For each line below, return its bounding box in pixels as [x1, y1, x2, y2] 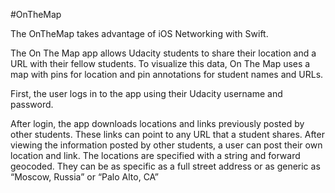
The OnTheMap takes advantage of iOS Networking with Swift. [10, 28, 269, 39]
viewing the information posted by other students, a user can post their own [10, 139, 323, 151]
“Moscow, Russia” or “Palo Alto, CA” [10, 171, 159, 183]
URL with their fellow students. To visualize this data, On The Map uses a [10, 58, 311, 69]
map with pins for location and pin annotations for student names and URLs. [10, 69, 324, 80]
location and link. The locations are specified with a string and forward [10, 150, 301, 161]
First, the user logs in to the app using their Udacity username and [10, 88, 283, 99]
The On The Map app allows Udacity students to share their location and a [10, 47, 317, 59]
